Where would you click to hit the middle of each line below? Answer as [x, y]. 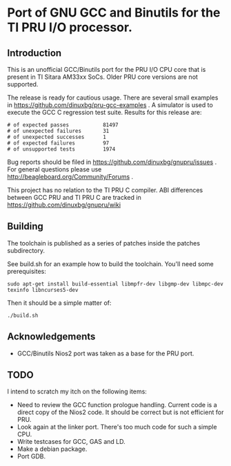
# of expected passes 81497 [63, 125]
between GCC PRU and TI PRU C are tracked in [74, 197]
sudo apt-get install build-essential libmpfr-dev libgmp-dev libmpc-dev [115, 284]
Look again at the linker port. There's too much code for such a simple [117, 427]
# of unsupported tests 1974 [61, 149]
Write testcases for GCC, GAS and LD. [71, 442]
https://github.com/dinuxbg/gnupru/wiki [64, 205]
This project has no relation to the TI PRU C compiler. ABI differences [105, 190]
